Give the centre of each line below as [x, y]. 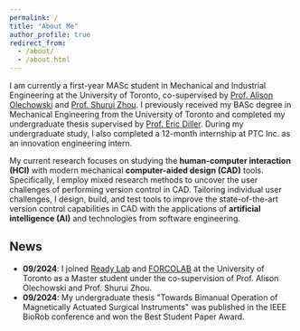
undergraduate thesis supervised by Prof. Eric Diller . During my [127, 124]
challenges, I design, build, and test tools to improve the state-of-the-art [144, 199]
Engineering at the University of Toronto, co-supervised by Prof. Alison [141, 95]
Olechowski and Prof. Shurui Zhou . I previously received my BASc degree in [150, 104]
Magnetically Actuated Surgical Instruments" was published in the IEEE [155, 307]
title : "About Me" [44, 26]
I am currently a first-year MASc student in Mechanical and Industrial [138, 85]
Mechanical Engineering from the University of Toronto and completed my [147, 114]
